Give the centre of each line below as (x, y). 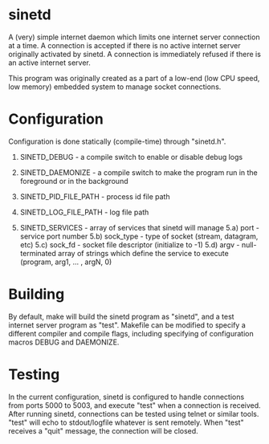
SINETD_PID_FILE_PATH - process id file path (95, 196)
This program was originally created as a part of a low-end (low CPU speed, (134, 78)
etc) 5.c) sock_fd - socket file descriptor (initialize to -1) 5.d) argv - (130, 244)
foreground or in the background (74, 181)
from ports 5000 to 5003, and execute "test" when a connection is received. (134, 405)
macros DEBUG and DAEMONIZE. (64, 342)
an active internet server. (49, 63)
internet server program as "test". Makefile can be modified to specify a (127, 325)
